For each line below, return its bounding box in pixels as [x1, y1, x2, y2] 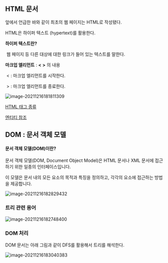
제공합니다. [10, 181, 33, 187]
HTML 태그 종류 [5, 104, 37, 110]
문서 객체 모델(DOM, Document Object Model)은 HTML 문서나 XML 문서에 [5, 157, 154, 163]
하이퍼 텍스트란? [5, 40, 38, 46]
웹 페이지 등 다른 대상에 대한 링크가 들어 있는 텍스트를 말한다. [6, 51, 125, 57]
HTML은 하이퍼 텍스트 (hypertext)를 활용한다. [5, 30, 96, 36]
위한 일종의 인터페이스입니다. [14, 164, 71, 170]
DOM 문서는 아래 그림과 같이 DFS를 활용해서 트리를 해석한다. [5, 242, 124, 248]
